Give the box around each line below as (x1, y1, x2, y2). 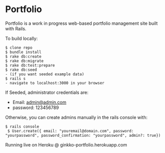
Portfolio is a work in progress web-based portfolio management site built (5, 20, 158, 26)
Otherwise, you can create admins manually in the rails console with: (5, 114, 147, 120)
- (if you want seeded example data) (5, 72, 85, 77)
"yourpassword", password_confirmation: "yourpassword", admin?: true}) (5, 133, 161, 138)
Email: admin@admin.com (12, 99, 67, 105)
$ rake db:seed (5, 67, 37, 72)
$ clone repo (5, 45, 33, 50)
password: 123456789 (12, 105, 59, 111)
